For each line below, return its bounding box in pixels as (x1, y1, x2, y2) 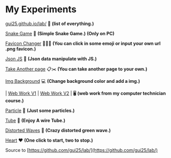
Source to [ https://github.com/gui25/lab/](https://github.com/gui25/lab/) (5, 147, 158, 153)
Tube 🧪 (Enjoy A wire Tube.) (5, 117, 66, 123)
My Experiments (5, 4, 77, 15)
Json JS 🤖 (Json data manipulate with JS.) (5, 55, 97, 62)
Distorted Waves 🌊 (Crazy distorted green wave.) (5, 127, 111, 133)
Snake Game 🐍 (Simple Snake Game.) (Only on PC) (5, 30, 115, 36)
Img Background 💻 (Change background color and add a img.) (5, 78, 140, 84)
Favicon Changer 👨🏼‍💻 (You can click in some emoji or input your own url (5, 40, 161, 47)
